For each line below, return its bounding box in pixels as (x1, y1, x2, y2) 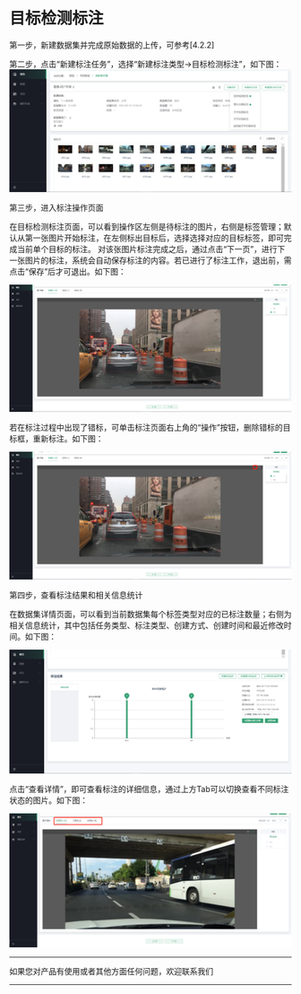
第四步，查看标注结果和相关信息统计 (9, 589, 143, 600)
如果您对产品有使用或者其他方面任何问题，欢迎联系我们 (9, 965, 213, 976)
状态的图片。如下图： (9, 795, 88, 806)
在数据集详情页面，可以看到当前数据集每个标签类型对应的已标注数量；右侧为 (9, 608, 292, 619)
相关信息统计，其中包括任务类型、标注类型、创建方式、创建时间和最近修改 (9, 620, 284, 631)
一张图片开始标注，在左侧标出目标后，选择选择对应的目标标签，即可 (32, 232, 284, 243)
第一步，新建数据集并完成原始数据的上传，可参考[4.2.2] (9, 39, 215, 50)
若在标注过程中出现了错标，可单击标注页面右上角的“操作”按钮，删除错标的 (9, 423, 284, 433)
